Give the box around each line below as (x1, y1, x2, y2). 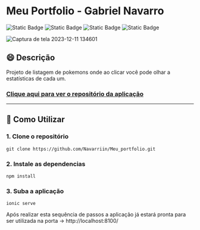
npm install (6, 173, 36, 179)
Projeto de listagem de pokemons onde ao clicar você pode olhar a (6, 69, 171, 76)
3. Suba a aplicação (6, 187, 64, 195)
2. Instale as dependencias (6, 160, 86, 168)
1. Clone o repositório (6, 132, 69, 141)
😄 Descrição (6, 52, 55, 63)
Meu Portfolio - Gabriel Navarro (6, 4, 164, 18)
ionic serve (6, 201, 36, 207)
